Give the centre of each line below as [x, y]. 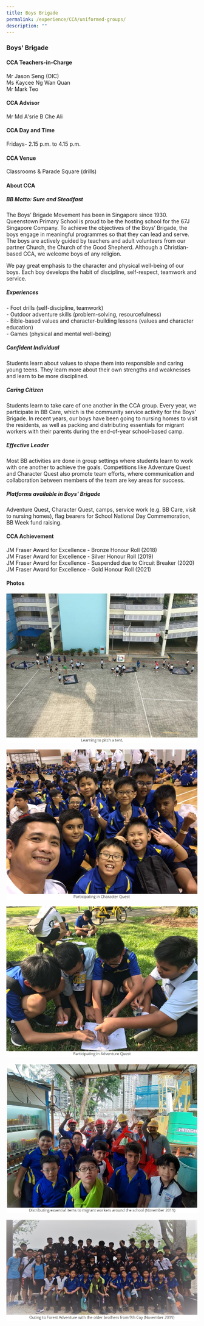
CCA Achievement [30, 536]
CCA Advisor [23, 103]
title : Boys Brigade [32, 13]
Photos [15, 583]
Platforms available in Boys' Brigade [53, 494]
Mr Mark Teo [22, 89]
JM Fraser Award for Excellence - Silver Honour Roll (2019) [80, 556]
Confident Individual [33, 348]
